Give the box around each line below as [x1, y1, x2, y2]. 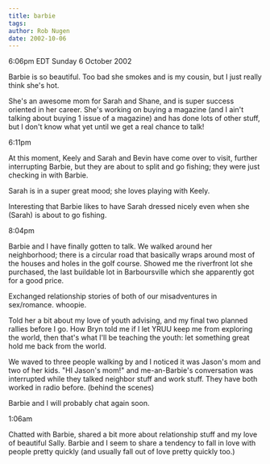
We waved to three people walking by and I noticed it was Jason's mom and [8, 357, 261, 367]
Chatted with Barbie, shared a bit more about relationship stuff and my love [8, 429, 258, 440]
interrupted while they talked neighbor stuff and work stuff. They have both [8, 374, 258, 384]
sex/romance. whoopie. [8, 300, 87, 310]
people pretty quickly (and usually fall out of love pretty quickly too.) [8, 447, 235, 457]
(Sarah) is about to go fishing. [8, 211, 107, 220]
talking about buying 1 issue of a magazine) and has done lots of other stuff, [8, 114, 260, 123]
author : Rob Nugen [8, 27, 70, 35]
